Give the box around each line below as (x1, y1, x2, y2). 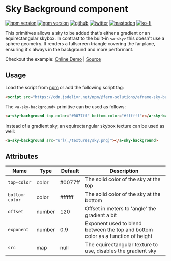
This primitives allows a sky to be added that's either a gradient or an (5, 30, 150, 36)
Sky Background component (5, 3, 128, 15)
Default (61, 167, 79, 174)
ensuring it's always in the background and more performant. (5, 46, 134, 52)
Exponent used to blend (84, 220, 142, 227)
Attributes (5, 152, 38, 161)
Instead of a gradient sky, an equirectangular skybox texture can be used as (5, 123, 165, 129)
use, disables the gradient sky (84, 247, 157, 254)
